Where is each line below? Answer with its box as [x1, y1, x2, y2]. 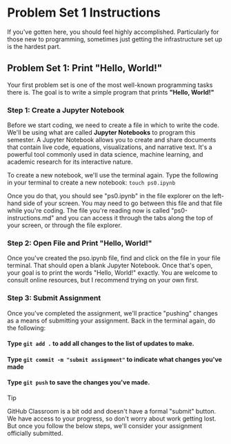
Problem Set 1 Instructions [7, 5, 161, 21]
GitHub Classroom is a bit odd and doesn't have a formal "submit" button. [7, 407, 217, 416]
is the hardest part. [7, 42, 61, 50]
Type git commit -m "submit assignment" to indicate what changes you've [7, 355, 223, 363]
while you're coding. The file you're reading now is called [7, 206, 170, 215]
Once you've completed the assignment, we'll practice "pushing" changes [7, 309, 219, 317]
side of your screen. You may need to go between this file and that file [23, 199, 223, 208]
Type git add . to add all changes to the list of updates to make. [7, 340, 194, 348]
